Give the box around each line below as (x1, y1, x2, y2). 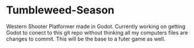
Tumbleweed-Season (6, 4, 115, 17)
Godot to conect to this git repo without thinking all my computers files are (6, 29, 189, 36)
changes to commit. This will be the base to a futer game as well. (6, 35, 165, 42)
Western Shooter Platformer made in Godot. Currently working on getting (6, 23, 186, 30)
